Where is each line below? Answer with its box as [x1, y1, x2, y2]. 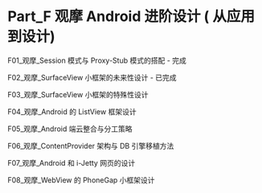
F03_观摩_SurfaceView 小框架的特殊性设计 [7, 89, 149, 99]
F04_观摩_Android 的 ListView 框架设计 [7, 106, 137, 117]
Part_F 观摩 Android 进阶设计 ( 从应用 [7, 7, 255, 26]
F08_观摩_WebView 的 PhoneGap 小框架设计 [7, 175, 155, 185]
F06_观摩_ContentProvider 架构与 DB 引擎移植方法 [7, 141, 174, 150]
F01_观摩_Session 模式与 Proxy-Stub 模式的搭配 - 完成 [7, 55, 186, 65]
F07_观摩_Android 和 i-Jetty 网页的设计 [7, 158, 136, 167]
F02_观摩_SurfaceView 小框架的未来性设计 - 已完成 [7, 72, 178, 82]
